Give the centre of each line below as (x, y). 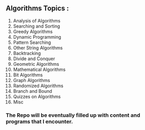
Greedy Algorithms (33, 31)
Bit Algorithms (28, 75)
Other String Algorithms (38, 47)
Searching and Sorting (37, 26)
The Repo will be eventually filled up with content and (73, 115)
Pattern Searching (32, 42)
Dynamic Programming (37, 37)
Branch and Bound (32, 91)
